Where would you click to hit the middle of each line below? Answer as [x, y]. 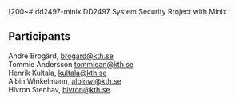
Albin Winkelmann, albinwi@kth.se [65, 81]
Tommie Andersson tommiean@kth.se [71, 64]
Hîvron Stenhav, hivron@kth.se [59, 89]
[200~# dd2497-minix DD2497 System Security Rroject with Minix [117, 12]
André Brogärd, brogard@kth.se [61, 56]
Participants [39, 36]
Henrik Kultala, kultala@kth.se [58, 73]
